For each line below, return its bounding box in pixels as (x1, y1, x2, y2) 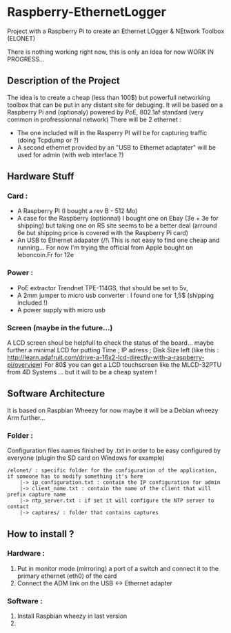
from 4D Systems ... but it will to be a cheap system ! (7, 368, 157, 376)
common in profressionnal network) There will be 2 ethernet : (7, 115, 181, 123)
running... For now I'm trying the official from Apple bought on (17, 243, 194, 252)
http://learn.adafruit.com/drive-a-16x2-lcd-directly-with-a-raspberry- (7, 353, 205, 362)
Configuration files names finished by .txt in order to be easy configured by (7, 446, 221, 455)
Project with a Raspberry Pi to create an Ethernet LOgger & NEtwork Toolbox (7, 27, 225, 35)
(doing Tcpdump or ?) (17, 136, 79, 144)
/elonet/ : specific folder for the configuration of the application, (7, 467, 217, 474)
